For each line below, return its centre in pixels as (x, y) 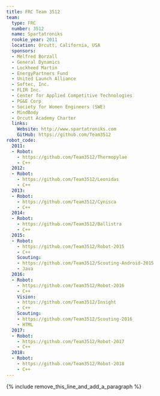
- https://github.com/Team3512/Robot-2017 (71, 341)
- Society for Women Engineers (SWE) (59, 107)
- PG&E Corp (27, 101)
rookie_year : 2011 (35, 40)
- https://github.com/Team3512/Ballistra (69, 224)
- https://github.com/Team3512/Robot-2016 (71, 285)
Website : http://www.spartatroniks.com (67, 129)
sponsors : (24, 51)
